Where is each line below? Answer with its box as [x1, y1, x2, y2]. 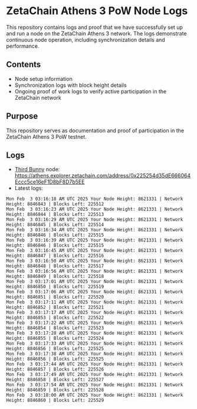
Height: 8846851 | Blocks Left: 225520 [6, 294, 104, 300]
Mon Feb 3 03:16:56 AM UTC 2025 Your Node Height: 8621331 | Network [6, 269, 183, 274]
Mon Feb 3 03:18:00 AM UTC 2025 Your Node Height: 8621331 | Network [6, 392, 183, 398]
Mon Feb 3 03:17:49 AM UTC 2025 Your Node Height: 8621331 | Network [6, 372, 183, 378]
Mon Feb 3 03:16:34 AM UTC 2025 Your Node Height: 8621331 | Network [6, 227, 183, 233]
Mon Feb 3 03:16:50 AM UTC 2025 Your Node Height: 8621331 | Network [6, 258, 183, 264]
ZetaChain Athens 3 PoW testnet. [6, 133, 87, 140]
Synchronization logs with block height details [14, 81, 127, 89]
